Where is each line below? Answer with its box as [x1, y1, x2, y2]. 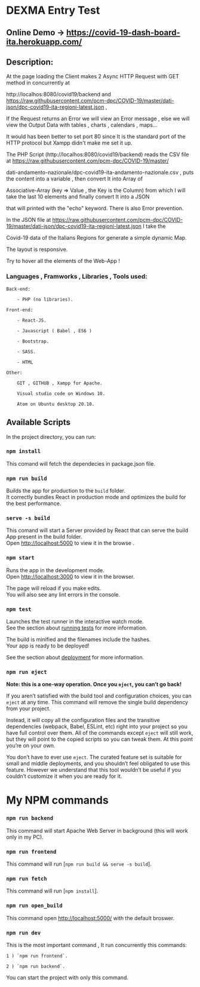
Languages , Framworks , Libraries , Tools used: [6, 273, 147, 281]
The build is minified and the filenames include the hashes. [6, 635, 151, 643]
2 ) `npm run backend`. [6, 963, 66, 969]
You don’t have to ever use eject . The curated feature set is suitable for [6, 754, 182, 761]
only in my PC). [6, 833, 44, 841]
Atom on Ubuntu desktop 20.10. [17, 401, 95, 407]
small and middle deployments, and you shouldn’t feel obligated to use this [6, 760, 190, 767]
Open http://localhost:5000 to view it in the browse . [6, 539, 134, 547]
